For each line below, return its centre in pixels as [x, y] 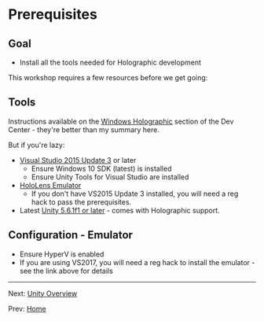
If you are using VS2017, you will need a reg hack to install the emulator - [137, 262]
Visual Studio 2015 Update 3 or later [78, 160]
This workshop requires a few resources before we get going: [108, 77]
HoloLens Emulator [50, 185]
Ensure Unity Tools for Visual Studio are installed [110, 177]
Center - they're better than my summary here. [84, 129]
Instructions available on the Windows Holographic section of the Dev [121, 121]
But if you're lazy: [37, 145]
